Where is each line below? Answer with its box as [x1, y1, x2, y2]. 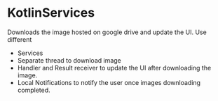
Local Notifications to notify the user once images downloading [17, 78, 201, 86]
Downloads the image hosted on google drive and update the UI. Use [7, 28, 207, 36]
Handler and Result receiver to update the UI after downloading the [17, 63, 212, 72]
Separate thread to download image [17, 56, 121, 64]
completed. [17, 86, 50, 94]
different [7, 35, 32, 43]
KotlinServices [7, 5, 95, 21]
